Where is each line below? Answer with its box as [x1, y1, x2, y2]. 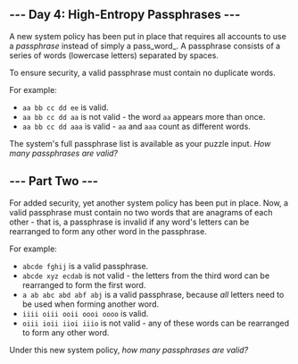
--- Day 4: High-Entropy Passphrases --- [9, 7, 241, 22]
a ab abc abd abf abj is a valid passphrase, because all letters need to [21, 289, 285, 300]
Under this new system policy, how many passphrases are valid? [9, 344, 249, 355]
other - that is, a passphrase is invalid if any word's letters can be [9, 216, 250, 227]
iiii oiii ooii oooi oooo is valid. [21, 308, 149, 318]
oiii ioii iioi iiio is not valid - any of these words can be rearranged [21, 317, 290, 328]
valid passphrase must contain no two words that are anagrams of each [9, 207, 273, 217]
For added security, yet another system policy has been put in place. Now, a [9, 197, 288, 208]
